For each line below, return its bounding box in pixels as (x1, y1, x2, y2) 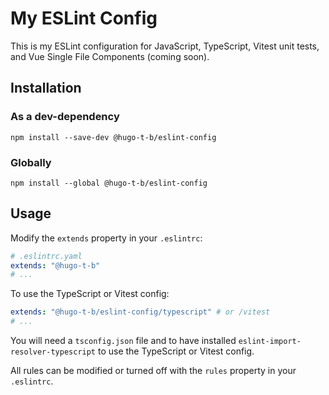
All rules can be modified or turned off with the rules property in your (10, 365, 297, 377)
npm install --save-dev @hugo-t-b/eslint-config (10, 132, 217, 142)
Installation (10, 80, 82, 97)
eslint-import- (238, 337, 302, 347)
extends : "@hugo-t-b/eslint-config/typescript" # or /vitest (10, 307, 271, 317)
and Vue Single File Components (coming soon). (10, 50, 210, 62)
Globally (10, 155, 52, 169)
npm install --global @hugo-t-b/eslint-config (10, 178, 208, 188)
